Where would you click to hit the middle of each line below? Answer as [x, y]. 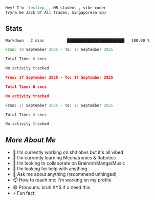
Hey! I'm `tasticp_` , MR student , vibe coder [56, 8]
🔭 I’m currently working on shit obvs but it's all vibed [68, 152]
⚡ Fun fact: [24, 193]
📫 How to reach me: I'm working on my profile [62, 180]
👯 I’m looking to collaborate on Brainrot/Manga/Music [69, 163]
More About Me [31, 140]
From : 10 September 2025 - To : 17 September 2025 [59, 50]
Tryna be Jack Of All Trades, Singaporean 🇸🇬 [56, 12]
